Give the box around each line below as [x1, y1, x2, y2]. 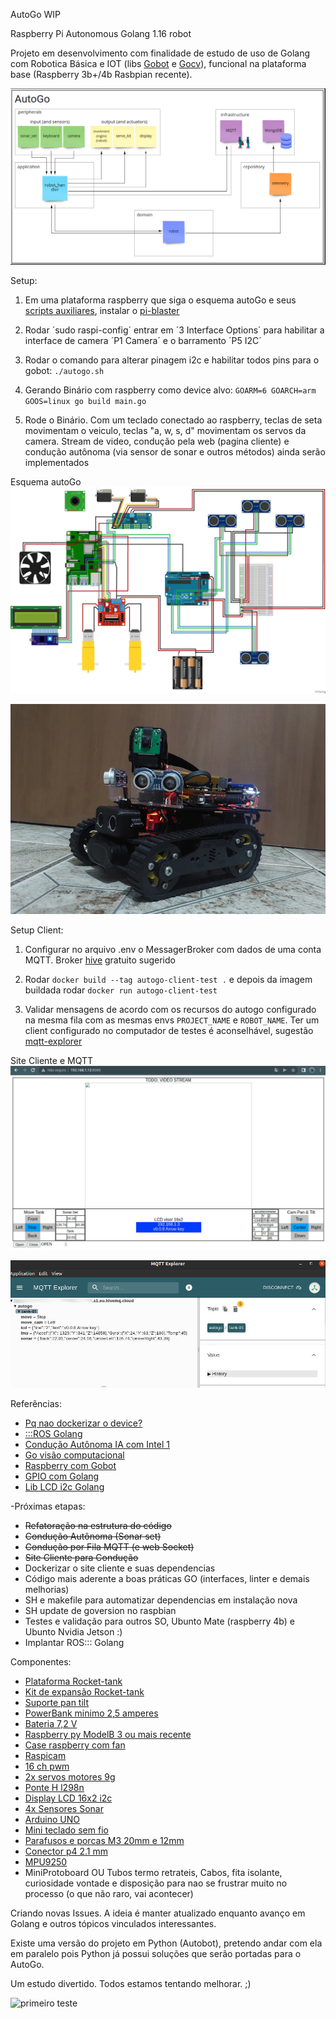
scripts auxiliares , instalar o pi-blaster [24, 305, 180, 317]
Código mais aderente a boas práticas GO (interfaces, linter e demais [24, 1573, 310, 1585]
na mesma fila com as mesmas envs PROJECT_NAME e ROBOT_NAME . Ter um [24, 1014, 320, 1026]
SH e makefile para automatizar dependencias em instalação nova [24, 1594, 298, 1606]
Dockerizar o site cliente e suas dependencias [24, 1562, 216, 1574]
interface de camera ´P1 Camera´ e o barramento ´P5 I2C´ [24, 335, 262, 347]
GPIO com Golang [24, 1470, 100, 1483]
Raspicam [24, 1750, 67, 1762]
